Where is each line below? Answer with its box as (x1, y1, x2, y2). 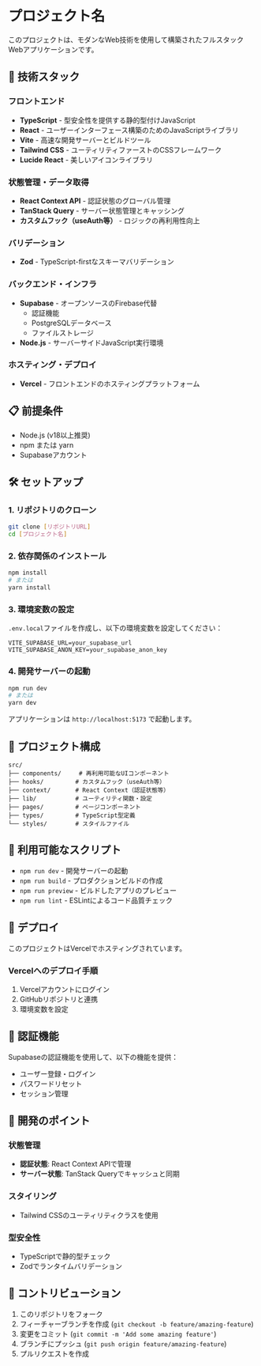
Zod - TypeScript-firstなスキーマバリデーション (19, 257, 175, 267)
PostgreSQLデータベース (31, 318, 112, 327)
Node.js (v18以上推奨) (19, 430, 91, 440)
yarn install (8, 584, 51, 592)
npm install (8, 569, 47, 577)
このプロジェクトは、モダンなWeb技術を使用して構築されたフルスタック (8, 35, 244, 44)
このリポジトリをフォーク (19, 1309, 103, 1319)
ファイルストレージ (31, 327, 95, 337)
